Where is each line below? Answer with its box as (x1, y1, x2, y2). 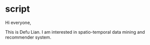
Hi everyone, (5, 20, 31, 25)
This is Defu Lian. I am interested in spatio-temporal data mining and (5, 29, 145, 35)
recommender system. (5, 34, 52, 40)
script (5, 3, 30, 15)
